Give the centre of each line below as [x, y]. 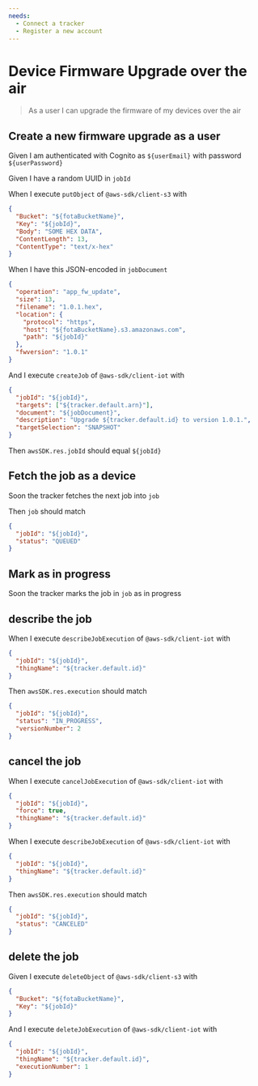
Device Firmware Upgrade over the [128, 71]
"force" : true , [41, 811]
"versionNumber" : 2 [49, 729]
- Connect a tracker [50, 23]
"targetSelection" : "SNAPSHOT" [68, 428]
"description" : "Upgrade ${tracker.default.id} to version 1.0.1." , [133, 420]
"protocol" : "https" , [59, 322]
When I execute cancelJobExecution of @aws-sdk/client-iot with [116, 781]
